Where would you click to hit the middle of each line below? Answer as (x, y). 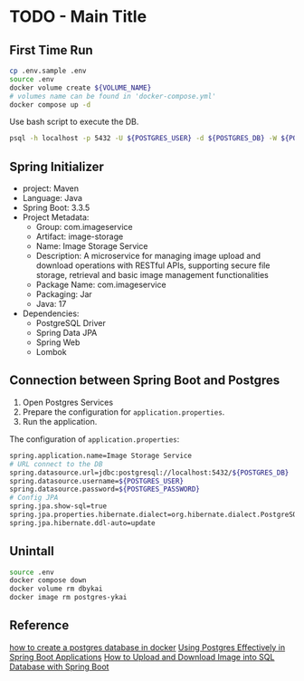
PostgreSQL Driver (71, 323)
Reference (39, 625)
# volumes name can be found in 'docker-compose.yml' (113, 96)
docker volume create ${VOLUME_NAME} (81, 88)
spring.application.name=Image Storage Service (101, 456)
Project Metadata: (56, 217)
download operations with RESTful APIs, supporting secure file (153, 265)
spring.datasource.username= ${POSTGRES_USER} (96, 481)
